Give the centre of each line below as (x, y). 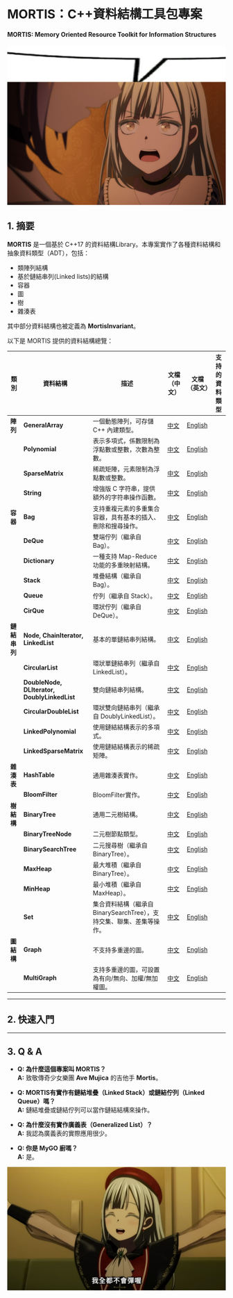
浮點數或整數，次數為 (123, 449)
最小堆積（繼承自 (117, 884)
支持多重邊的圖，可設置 (126, 969)
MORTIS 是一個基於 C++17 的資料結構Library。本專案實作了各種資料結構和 (114, 244)
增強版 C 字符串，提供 (124, 489)
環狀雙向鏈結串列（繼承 (126, 707)
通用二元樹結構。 (117, 815)
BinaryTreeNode (48, 834)
